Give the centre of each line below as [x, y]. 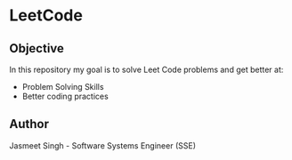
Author [29, 124]
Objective [37, 48]
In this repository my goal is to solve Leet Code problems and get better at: [146, 69]
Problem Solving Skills [63, 87]
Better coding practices [65, 96]
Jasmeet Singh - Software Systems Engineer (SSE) [102, 145]
